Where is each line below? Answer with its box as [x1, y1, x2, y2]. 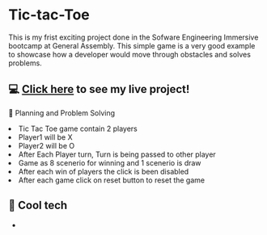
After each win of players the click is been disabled [19, 166, 189, 176]
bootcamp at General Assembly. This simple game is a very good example [8, 40, 256, 50]
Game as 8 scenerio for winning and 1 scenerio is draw [19, 157, 201, 167]
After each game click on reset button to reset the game [19, 175, 205, 185]
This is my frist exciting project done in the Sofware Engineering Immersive [8, 32, 259, 42]
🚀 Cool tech [8, 199, 68, 212]
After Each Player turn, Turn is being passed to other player [19, 149, 216, 159]
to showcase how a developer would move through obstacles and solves [8, 49, 251, 59]
